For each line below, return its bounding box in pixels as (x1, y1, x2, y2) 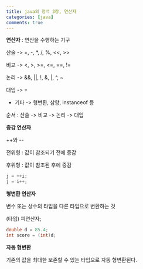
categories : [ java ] (6, 14, 54, 20)
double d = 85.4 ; (6, 227, 49, 233)
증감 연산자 (6, 124, 31, 131)
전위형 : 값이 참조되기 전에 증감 (6, 149, 77, 156)
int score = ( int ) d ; (6, 233, 57, 238)
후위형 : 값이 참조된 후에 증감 (6, 161, 72, 168)
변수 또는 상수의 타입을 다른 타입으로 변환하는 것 (6, 202, 116, 210)
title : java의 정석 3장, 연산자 (6, 8, 77, 15)
